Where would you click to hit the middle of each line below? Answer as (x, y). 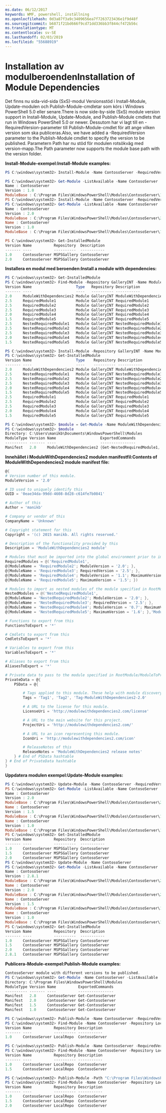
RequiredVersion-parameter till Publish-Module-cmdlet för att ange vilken (80, 127)
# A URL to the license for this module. (66, 707)
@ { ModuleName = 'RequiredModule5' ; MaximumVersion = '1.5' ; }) (72, 580)
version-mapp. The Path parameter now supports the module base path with (83, 148)
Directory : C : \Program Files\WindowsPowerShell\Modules (64, 982)
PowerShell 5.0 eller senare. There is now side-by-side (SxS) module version (83, 111)
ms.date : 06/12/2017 (26, 10)
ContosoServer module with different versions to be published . (73, 973)
